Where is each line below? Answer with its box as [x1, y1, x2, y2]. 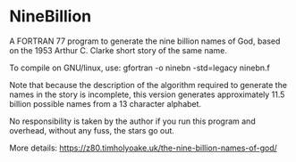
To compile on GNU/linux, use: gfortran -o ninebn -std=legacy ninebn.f [9, 62, 270, 73]
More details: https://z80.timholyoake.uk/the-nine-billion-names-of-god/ [9, 142, 277, 153]
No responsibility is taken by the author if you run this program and [9, 116, 257, 126]
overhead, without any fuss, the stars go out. [9, 125, 174, 135]
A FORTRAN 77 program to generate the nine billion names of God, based [9, 36, 281, 46]
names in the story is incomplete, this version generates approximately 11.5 [9, 89, 285, 100]
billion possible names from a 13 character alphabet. [9, 98, 202, 109]
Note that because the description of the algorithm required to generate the [9, 79, 288, 90]
